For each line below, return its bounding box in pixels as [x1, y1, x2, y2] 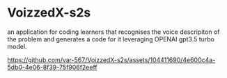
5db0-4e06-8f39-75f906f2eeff [7, 63, 97, 71]
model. [7, 42, 27, 50]
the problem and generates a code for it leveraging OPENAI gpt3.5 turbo [7, 35, 214, 43]
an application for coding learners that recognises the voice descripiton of [7, 28, 220, 36]
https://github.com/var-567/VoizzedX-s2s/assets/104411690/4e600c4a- [7, 55, 216, 64]
